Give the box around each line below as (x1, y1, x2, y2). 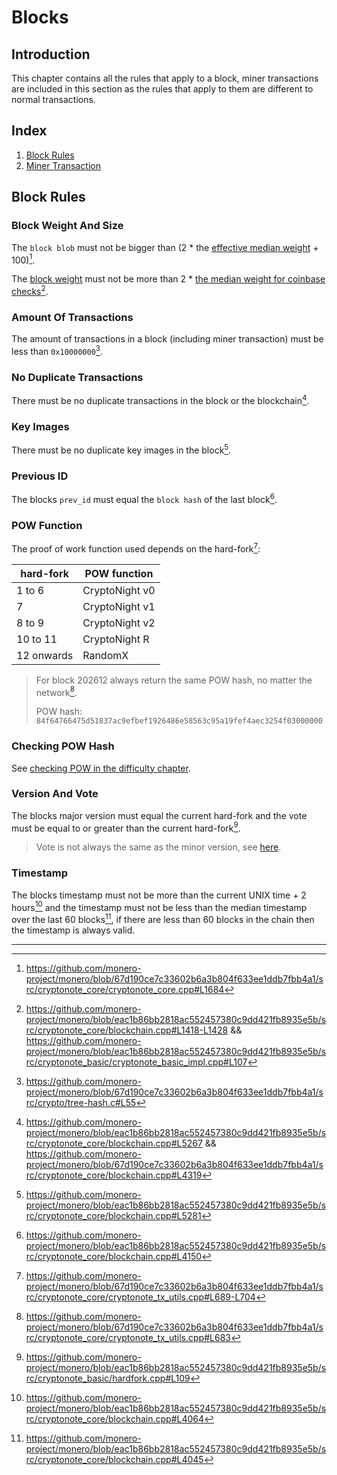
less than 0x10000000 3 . (11, 344, 104, 357)
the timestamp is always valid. (11, 924, 136, 936)
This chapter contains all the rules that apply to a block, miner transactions (11, 72, 319, 84)
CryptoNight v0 (82, 583, 156, 597)
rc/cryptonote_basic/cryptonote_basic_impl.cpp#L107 (25, 1056, 248, 1068)
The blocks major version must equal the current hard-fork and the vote (11, 809, 308, 821)
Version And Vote (11, 787, 99, 801)
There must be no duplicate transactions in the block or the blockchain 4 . (11, 393, 310, 406)
